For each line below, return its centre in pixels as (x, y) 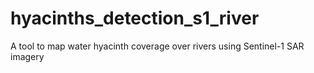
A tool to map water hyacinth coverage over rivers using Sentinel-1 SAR (157, 46)
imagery (27, 56)
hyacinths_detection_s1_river (135, 18)
